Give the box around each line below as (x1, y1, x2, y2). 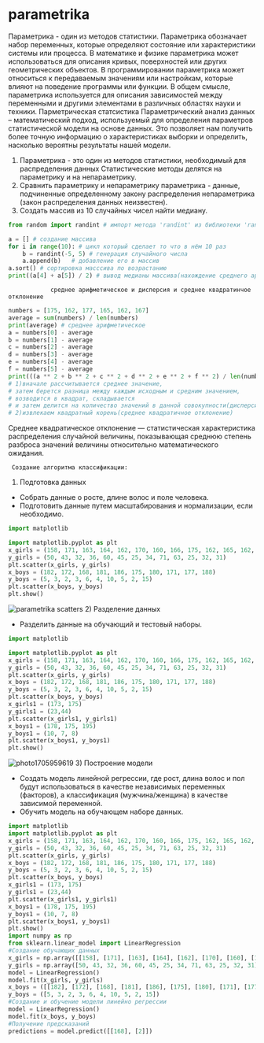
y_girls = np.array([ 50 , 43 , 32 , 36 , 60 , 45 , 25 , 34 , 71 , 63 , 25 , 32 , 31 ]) (8, 961, 262, 969)
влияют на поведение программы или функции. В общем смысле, (8, 81, 231, 91)
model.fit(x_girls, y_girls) (8, 976, 104, 984)
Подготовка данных (19, 478, 86, 487)
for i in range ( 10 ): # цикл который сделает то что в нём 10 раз (8, 242, 226, 250)
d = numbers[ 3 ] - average (8, 350, 93, 359)
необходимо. (19, 509, 64, 519)
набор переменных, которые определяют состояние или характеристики (8, 39, 255, 49)
